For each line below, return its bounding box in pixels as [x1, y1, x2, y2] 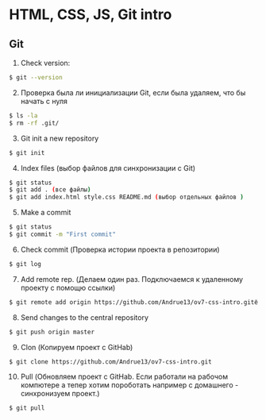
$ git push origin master [9, 328, 94, 336]
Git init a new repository [20, 133, 99, 143]
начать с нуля [20, 96, 68, 106]
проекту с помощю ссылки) [20, 283, 116, 292]
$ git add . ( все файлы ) [9, 186, 91, 194]
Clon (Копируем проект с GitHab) [20, 342, 133, 352]
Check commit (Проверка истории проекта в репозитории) [20, 245, 221, 254]
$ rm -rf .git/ [9, 119, 60, 127]
